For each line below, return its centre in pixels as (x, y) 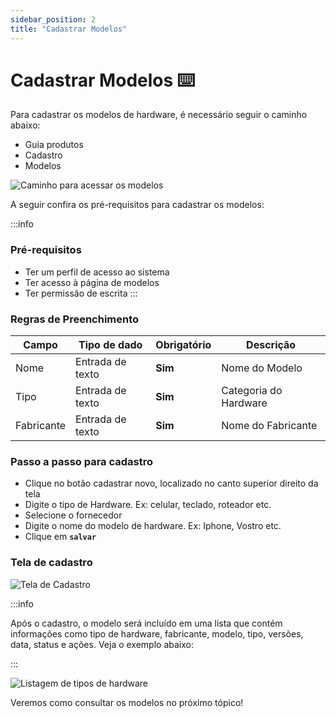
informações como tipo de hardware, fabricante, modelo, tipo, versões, (157, 633)
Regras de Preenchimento (75, 319)
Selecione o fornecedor (73, 515)
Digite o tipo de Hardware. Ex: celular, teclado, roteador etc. (148, 505)
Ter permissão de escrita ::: (81, 293)
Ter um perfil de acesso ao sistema (97, 272)
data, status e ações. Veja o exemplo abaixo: (102, 644)
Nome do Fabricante (269, 426)
